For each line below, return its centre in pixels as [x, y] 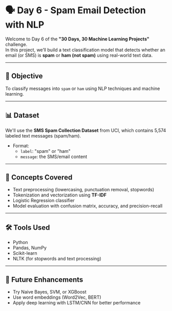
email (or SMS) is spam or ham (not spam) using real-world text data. [79, 55]
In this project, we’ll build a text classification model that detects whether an [85, 50]
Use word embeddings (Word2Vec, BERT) [57, 297]
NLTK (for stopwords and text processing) [57, 259]
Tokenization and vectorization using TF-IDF [59, 195]
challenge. [16, 44]
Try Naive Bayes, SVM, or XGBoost [50, 292]
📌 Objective [24, 76]
